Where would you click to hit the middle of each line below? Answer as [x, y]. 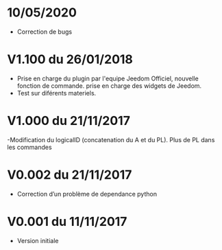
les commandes [30, 147]
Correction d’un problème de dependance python [87, 194]
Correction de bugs [45, 32]
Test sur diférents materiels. [57, 93]
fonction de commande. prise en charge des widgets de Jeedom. [109, 86]
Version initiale [38, 240]
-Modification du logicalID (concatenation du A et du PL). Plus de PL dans [111, 139]
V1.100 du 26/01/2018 [70, 59]
